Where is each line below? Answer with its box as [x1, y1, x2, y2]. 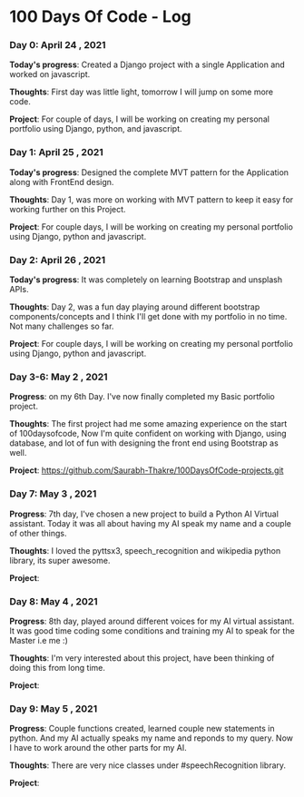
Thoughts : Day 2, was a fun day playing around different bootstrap [9, 301, 260, 312]
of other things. [9, 527, 67, 538]
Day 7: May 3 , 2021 [9, 487, 97, 500]
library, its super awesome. [9, 555, 111, 566]
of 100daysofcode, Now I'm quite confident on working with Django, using [9, 428, 288, 439]
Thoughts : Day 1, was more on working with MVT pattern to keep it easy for [9, 193, 294, 205]
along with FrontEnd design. [9, 176, 114, 187]
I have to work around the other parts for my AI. [9, 743, 188, 753]
